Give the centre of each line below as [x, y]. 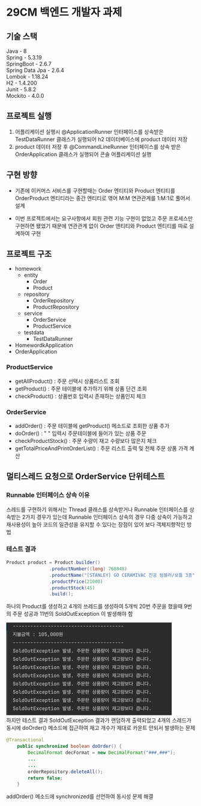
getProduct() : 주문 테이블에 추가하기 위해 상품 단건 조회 [81, 388]
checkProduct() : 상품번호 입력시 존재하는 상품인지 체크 [80, 396]
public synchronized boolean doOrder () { [69, 747]
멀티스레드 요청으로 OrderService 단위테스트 [85, 477]
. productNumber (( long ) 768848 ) [88, 569]
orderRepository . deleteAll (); [65, 772]
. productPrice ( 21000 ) [76, 582]
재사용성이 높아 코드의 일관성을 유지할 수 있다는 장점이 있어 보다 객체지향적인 [96, 524]
